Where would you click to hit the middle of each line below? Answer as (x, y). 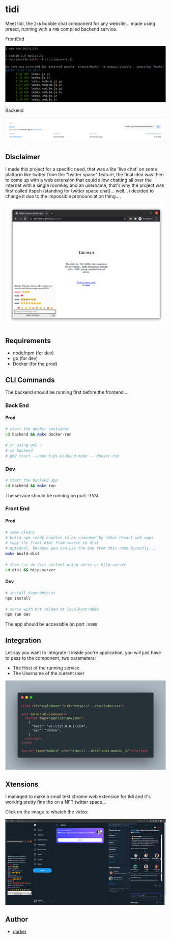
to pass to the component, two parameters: (51, 658)
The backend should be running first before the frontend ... (67, 392)
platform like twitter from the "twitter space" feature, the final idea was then (84, 175)
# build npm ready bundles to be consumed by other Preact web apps (79, 538)
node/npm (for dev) (33, 353)
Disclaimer (23, 157)
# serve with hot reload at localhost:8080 (52, 609)
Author (17, 919)
